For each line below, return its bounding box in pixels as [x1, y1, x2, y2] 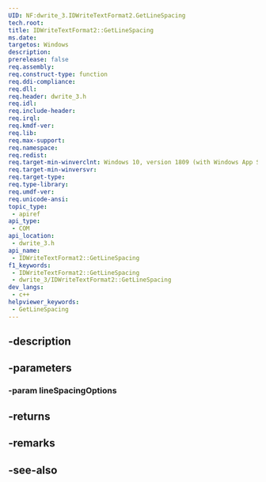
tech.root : [8, 19, 44, 27]
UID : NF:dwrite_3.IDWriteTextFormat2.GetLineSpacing [8, 11, 186, 20]
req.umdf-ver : [8, 187, 55, 196]
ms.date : [8, 33, 37, 42]
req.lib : [8, 129, 37, 137]
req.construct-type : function [8, 70, 108, 78]
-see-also [8, 463, 58, 476]
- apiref [11, 210, 41, 218]
